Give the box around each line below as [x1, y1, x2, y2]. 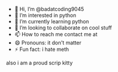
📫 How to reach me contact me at [14, 31, 98, 37]
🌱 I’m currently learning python [14, 18, 89, 25]
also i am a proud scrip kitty [6, 59, 73, 66]
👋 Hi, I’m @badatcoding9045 [14, 6, 85, 12]
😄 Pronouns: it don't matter [14, 39, 82, 46]
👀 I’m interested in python [14, 12, 77, 19]
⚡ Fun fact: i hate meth [14, 46, 69, 53]
